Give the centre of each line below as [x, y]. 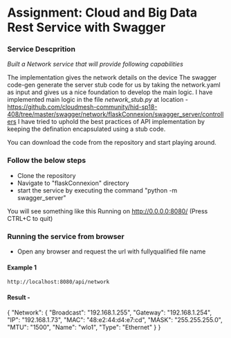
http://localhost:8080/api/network [58, 282]
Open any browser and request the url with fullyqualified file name [111, 251]
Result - [19, 297]
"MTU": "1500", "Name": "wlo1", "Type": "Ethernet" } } [84, 328]
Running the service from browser [66, 236]
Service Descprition [41, 49]
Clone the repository [46, 175]
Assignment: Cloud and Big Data [102, 13]
